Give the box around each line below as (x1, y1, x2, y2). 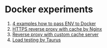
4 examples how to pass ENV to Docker (12, 20, 96, 27)
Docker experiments (5, 4, 93, 15)
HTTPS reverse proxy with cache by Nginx (12, 26, 102, 32)
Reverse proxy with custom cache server (12, 31, 99, 37)
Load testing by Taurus (12, 37, 61, 43)
